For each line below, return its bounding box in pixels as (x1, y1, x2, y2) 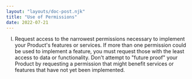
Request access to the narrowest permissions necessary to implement (14, 36, 185, 43)
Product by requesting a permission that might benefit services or (14, 60, 174, 67)
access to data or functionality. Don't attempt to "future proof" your (14, 54, 178, 61)
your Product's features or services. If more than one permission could (14, 42, 186, 49)
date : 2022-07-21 (6, 19, 49, 25)
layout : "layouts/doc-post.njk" (6, 8, 85, 15)
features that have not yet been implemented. (14, 67, 125, 74)
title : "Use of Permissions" (6, 14, 78, 20)
